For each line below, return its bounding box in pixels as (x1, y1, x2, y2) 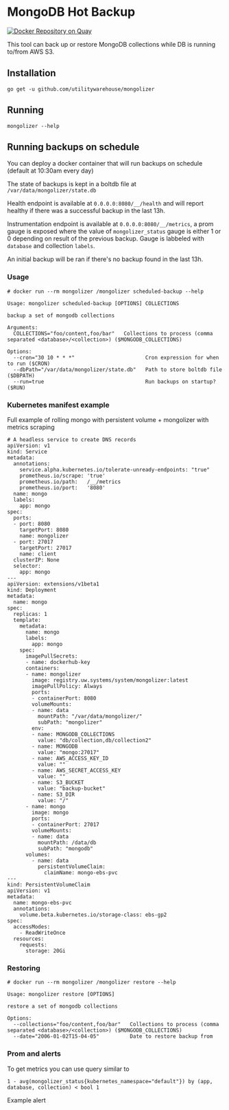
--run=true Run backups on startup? (13, 378, 216, 385)
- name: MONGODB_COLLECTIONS (32, 731, 115, 737)
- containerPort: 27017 (32, 821, 99, 828)
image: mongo (32, 809, 69, 816)
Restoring (7, 963, 41, 973)
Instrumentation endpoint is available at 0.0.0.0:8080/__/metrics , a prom (7, 220, 214, 228)
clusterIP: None (13, 556, 60, 564)
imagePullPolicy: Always (32, 682, 103, 689)
